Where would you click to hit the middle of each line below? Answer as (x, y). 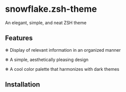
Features (19, 38)
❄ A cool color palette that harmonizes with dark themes (62, 69)
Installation (23, 85)
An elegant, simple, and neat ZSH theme (46, 23)
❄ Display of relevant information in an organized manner (63, 50)
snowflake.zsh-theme (51, 9)
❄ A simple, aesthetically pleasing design (47, 60)
